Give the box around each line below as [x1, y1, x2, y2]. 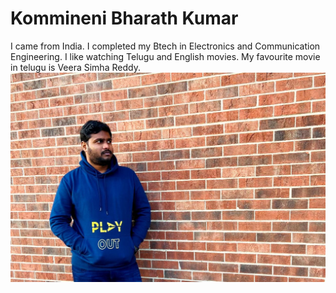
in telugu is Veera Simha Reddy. [10, 61, 141, 73]
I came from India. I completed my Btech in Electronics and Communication [10, 40, 321, 52]
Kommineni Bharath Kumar [10, 7, 239, 30]
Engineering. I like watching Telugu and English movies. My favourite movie [10, 50, 321, 62]
